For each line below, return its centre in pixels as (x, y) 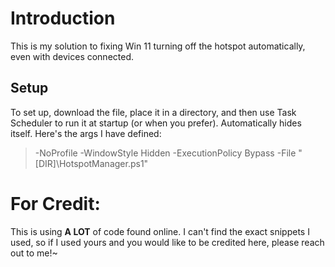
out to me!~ (34, 253)
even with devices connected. (72, 56)
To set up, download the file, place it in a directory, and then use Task (153, 112)
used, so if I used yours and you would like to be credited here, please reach (167, 242)
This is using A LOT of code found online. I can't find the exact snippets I (160, 231)
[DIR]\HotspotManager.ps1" (91, 163)
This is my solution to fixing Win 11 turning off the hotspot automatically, (158, 46)
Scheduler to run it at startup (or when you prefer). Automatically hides (156, 123)
